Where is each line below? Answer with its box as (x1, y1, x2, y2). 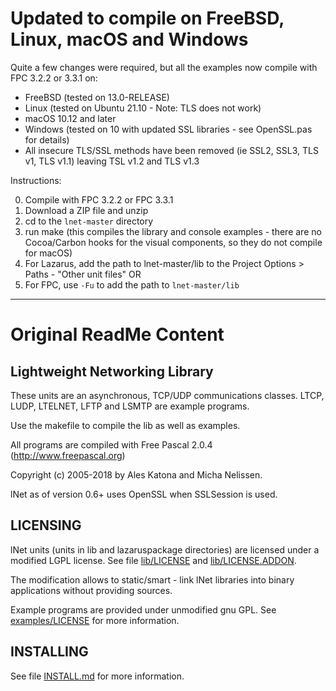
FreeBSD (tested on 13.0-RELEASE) (24, 91, 170, 103)
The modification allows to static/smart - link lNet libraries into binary (10, 573, 295, 586)
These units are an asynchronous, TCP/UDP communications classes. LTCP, (10, 389, 325, 401)
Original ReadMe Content (10, 323, 225, 346)
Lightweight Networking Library (10, 363, 214, 380)
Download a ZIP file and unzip (24, 204, 149, 216)
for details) (24, 133, 70, 146)
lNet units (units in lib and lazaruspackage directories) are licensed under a (10, 543, 320, 556)
